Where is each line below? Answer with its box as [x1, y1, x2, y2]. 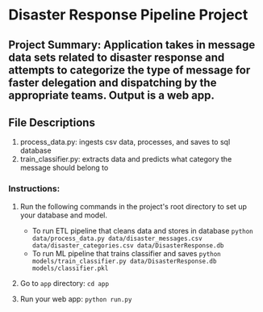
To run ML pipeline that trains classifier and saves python [31, 248, 222, 258]
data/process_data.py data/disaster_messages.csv [31, 234, 203, 242]
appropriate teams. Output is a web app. [8, 88, 215, 102]
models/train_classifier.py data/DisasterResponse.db [31, 257, 217, 265]
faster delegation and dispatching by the [8, 75, 217, 90]
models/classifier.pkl [31, 264, 109, 272]
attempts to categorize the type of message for [8, 63, 251, 77]
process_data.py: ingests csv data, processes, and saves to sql [19, 137, 231, 147]
